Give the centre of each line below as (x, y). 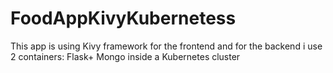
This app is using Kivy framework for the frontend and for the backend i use (166, 46)
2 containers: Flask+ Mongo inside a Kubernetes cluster (125, 56)
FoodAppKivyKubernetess (123, 18)
